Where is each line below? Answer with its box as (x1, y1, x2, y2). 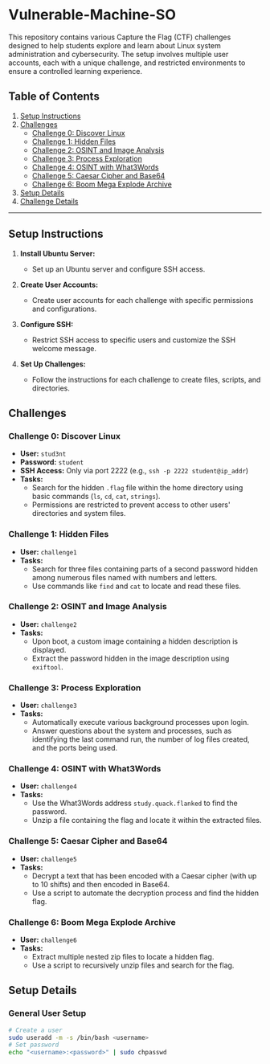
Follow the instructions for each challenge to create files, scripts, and (31, 374, 261, 384)
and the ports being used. (31, 743, 118, 753)
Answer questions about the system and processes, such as (31, 726, 232, 736)
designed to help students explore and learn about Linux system (8, 40, 221, 50)
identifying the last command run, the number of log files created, (31, 735, 251, 744)
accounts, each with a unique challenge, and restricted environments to (8, 58, 246, 68)
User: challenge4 (19, 781, 78, 791)
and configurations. (31, 304, 97, 313)
